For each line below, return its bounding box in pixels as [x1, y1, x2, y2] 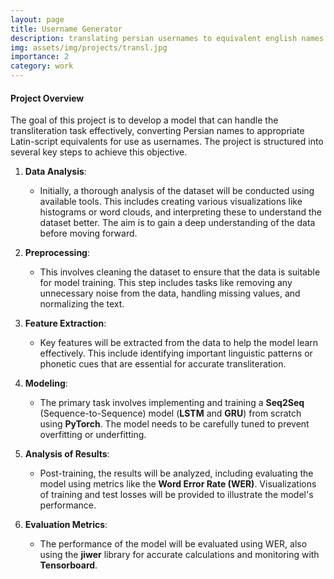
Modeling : [24, 377, 68, 390]
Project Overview [10, 92, 85, 104]
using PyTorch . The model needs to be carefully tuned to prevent [39, 418, 310, 430]
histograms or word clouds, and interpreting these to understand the [39, 206, 323, 218]
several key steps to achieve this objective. [10, 146, 188, 158]
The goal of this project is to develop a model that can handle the [10, 114, 279, 126]
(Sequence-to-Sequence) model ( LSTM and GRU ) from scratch [39, 407, 302, 420]
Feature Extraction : [24, 317, 107, 330]
